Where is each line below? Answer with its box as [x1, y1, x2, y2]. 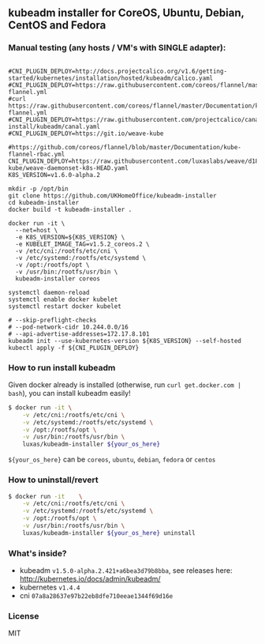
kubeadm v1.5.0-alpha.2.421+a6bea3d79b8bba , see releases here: [19, 566, 233, 575]
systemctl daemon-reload [8, 288, 90, 296]
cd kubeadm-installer [8, 198, 80, 206]
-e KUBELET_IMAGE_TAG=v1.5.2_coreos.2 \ [15, 240, 150, 248]
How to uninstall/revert [8, 474, 99, 485]
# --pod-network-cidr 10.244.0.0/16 [8, 323, 129, 331]
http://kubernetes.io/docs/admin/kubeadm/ [19, 574, 161, 584]
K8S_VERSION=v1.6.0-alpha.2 [8, 171, 101, 179]
